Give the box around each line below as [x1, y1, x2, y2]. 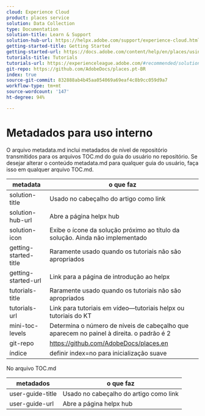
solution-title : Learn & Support [6, 32, 92, 38]
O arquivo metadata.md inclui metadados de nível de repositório [6, 146, 168, 154]
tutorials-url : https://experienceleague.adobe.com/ [6, 60, 143, 66]
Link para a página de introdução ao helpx [49, 272, 170, 281]
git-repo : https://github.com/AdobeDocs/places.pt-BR [6, 65, 146, 72]
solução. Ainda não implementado [49, 233, 148, 242]
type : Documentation [6, 26, 59, 32]
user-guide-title [9, 389, 57, 398]
